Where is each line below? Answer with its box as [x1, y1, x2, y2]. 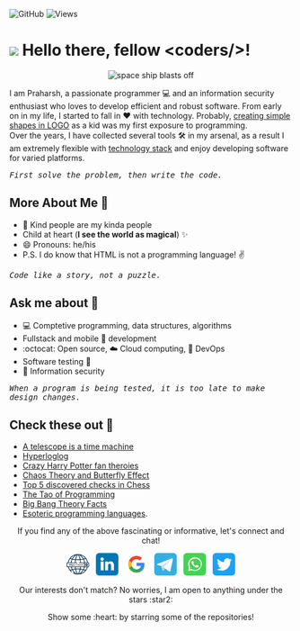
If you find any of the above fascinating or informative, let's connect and [17, 526, 285, 536]
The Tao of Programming [22, 489, 115, 500]
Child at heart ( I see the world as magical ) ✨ [22, 229, 189, 239]
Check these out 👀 [9, 417, 114, 432]
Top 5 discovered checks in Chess [22, 480, 151, 491]
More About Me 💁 [9, 195, 110, 211]
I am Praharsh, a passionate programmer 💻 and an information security [9, 87, 275, 98]
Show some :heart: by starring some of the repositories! [48, 612, 254, 623]
